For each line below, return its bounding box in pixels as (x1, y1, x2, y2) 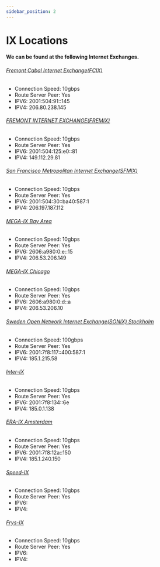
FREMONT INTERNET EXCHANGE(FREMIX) (6, 117, 110, 124)
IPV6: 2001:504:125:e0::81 (14, 148, 78, 155)
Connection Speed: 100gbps (14, 336, 84, 343)
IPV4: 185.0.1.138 (14, 405, 54, 412)
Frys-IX (6, 519, 25, 526)
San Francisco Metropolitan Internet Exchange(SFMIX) (6, 168, 138, 175)
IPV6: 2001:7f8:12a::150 (14, 449, 71, 456)
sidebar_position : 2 (6, 8, 57, 15)
